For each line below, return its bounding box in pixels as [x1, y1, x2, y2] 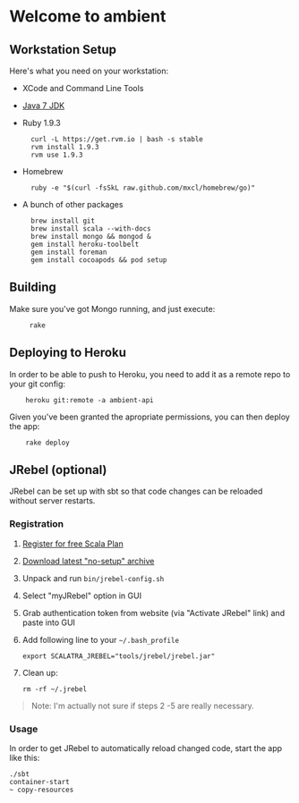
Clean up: [21, 667, 58, 678]
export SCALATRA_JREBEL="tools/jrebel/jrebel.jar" [21, 651, 216, 661]
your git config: [9, 378, 65, 389]
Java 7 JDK [21, 100, 65, 111]
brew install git [30, 216, 96, 225]
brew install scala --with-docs [30, 224, 151, 233]
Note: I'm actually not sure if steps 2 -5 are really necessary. [30, 700, 255, 711]
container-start [9, 778, 70, 787]
